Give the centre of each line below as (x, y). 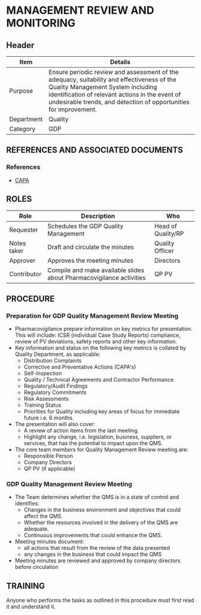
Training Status (42, 405)
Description (98, 216)
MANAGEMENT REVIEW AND (80, 10)
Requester (24, 230)
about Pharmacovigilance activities (97, 278)
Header (20, 45)
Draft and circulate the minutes (91, 247)
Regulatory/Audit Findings (56, 386)
